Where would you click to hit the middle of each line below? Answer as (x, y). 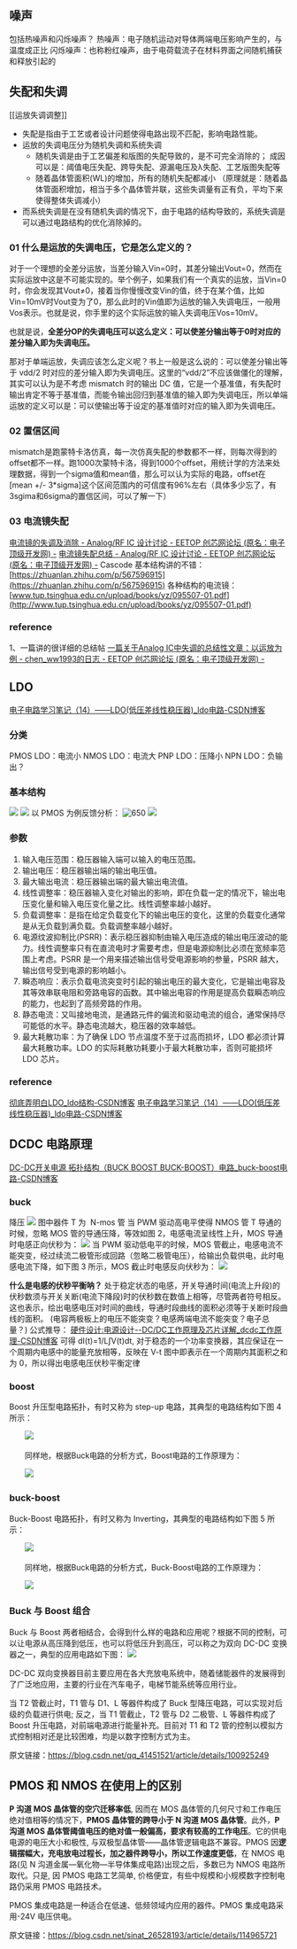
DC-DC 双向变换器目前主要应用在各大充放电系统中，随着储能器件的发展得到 (147, 1672)
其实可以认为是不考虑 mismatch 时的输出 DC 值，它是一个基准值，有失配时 (145, 383)
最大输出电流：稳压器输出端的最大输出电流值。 (107, 881)
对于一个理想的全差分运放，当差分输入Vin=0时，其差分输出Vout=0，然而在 (146, 268)
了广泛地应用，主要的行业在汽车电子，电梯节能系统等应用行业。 (125, 1684)
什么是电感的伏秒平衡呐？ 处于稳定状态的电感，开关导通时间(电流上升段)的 (145, 1285)
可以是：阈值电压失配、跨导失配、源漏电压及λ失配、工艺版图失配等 (158, 167)
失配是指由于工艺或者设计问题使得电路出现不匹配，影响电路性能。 (142, 133)
